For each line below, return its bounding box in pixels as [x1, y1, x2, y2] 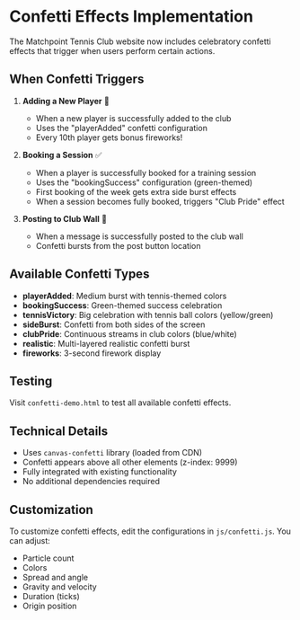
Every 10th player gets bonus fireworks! [35, 132, 183, 143]
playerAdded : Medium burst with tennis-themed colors [22, 290, 227, 301]
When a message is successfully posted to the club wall [35, 231, 244, 242]
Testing [9, 373, 53, 388]
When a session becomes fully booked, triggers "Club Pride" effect [35, 196, 285, 207]
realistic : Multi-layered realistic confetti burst [22, 338, 190, 349]
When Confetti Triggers [9, 72, 145, 87]
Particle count [22, 553, 75, 563]
